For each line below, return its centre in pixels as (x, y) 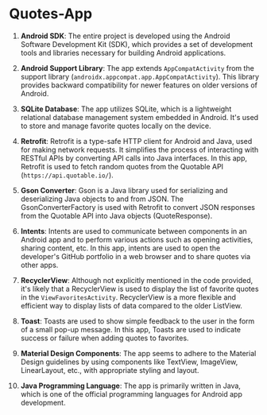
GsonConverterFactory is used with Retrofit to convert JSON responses (137, 207)
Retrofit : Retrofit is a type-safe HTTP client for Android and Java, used (136, 141)
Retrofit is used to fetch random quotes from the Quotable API (122, 166)
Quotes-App (51, 14)
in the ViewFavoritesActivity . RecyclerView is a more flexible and (128, 297)
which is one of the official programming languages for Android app (132, 394)
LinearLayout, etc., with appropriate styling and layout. (110, 370)
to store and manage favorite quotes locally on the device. (116, 126)
